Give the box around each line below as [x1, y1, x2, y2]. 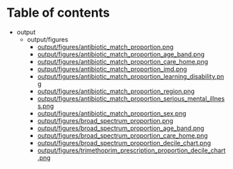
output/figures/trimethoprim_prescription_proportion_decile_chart [37, 146, 226, 154]
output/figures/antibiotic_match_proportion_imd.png [37, 65, 187, 73]
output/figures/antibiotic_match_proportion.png [37, 42, 174, 51]
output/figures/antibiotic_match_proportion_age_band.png [37, 50, 205, 58]
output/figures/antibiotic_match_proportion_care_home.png [37, 57, 209, 65]
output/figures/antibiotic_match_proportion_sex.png [37, 109, 187, 118]
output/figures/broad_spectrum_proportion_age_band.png [37, 124, 204, 132]
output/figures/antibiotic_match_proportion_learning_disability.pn [37, 72, 225, 81]
